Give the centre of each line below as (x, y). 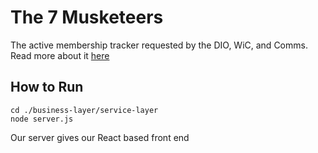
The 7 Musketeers (87, 17)
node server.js (42, 119)
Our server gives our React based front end (100, 137)
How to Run (47, 87)
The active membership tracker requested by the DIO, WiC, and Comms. (159, 45)
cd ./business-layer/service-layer (84, 110)
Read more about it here (60, 55)
